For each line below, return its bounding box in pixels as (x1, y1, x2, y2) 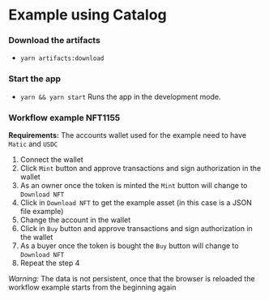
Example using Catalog (8, 6, 168, 24)
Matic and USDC (8, 139, 58, 149)
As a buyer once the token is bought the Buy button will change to (19, 241, 239, 251)
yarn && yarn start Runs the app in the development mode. (19, 92, 221, 101)
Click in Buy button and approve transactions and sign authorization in (19, 224, 253, 234)
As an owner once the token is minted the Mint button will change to (19, 181, 248, 191)
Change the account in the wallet (19, 215, 131, 225)
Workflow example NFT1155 (8, 112, 121, 123)
